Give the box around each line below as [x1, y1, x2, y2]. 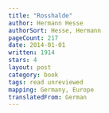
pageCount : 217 [8, 33, 59, 42]
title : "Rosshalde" [8, 11, 73, 20]
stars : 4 [8, 56, 37, 64]
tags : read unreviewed [8, 78, 84, 86]
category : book [8, 71, 59, 79]
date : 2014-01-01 [8, 41, 66, 49]
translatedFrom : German [8, 93, 88, 101]
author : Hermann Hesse [8, 19, 84, 27]
